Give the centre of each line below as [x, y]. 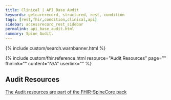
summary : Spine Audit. [29, 34]
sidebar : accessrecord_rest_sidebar [44, 24]
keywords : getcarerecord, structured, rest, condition [65, 15]
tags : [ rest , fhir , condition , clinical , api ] [51, 19]
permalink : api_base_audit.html [40, 29]
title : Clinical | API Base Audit [42, 10]
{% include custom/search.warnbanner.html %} [56, 48]
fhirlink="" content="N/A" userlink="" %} [49, 64]
